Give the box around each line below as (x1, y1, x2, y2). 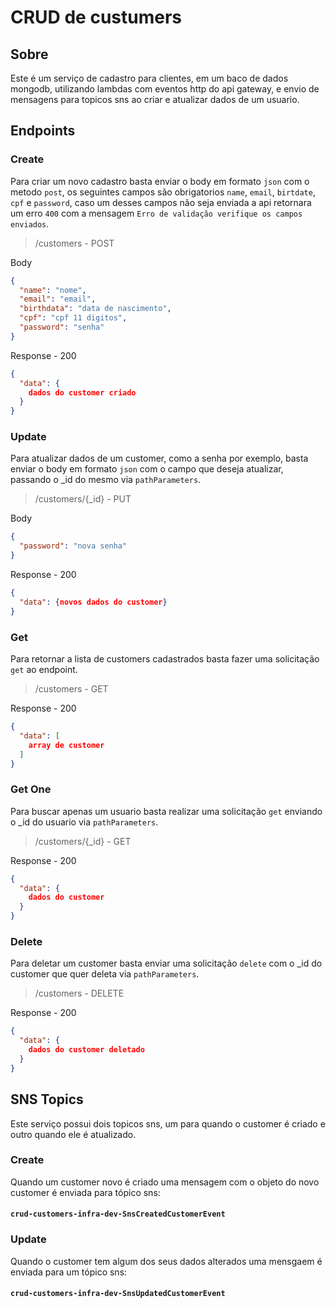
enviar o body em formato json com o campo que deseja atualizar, (10, 463, 284, 475)
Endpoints (10, 122, 76, 140)
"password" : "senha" (19, 322, 105, 333)
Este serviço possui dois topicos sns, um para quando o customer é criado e (10, 1117, 326, 1130)
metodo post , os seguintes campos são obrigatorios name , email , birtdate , (10, 186, 316, 198)
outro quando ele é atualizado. (10, 1128, 137, 1140)
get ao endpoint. (10, 664, 78, 676)
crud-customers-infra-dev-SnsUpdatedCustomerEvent (10, 1289, 226, 1299)
